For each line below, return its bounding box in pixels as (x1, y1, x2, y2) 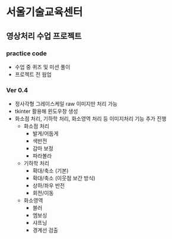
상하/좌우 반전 (32, 182, 65, 189)
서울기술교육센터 (6, 5, 83, 19)
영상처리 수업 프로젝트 (6, 31, 82, 41)
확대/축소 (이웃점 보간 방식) (32, 175, 96, 182)
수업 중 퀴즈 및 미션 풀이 (14, 63, 71, 70)
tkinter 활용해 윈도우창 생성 (14, 108, 78, 115)
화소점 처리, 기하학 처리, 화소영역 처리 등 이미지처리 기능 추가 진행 (14, 115, 167, 122)
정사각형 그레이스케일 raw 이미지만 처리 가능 (14, 100, 117, 108)
